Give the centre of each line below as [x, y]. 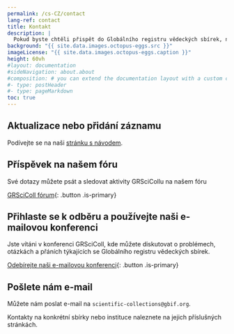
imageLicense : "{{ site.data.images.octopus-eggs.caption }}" [99, 53]
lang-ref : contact [34, 20]
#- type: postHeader [37, 85]
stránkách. [23, 325]
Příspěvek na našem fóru [63, 165]
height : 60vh [26, 59]
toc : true [22, 98]
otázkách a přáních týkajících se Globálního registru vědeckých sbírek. [109, 252]
